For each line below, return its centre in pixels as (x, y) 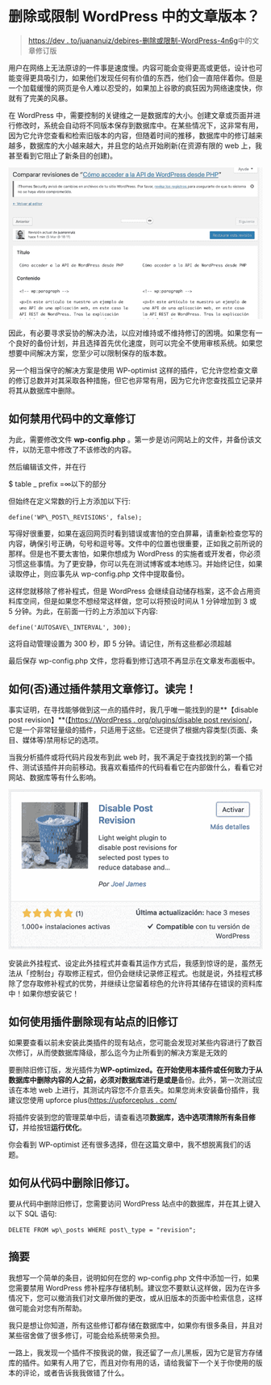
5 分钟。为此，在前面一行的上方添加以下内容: (83, 612)
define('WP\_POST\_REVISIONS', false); (75, 518)
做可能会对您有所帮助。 (47, 1308)
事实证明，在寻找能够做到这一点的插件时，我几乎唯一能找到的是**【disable (133, 710)
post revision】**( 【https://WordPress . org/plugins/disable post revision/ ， (132, 720)
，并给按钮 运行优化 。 (51, 1127)
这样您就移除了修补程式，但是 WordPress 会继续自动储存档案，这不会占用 (131, 591)
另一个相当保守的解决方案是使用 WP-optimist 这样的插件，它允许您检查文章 (133, 370)
